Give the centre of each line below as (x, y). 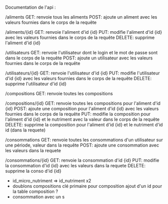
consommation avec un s (38, 197)
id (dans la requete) (25, 130)
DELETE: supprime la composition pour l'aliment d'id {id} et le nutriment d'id (84, 125)
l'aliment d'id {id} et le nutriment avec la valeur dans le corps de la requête (82, 119)
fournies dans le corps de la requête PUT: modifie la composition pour (78, 114)
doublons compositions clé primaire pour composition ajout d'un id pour (87, 186)
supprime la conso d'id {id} (33, 171)
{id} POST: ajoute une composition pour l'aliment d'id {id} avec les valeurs (82, 109)
